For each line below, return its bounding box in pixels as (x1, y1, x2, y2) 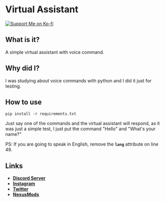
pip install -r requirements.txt (5, 111, 77, 116)
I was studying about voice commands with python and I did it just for (5, 77, 152, 84)
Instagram (12, 180, 35, 187)
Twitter (12, 186, 29, 192)
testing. (5, 83, 21, 89)
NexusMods (12, 191, 39, 198)
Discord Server (12, 175, 46, 181)
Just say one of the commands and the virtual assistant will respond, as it (5, 120, 160, 127)
